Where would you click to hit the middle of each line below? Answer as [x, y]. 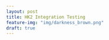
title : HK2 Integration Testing [46, 17]
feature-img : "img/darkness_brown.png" [55, 22]
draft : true [21, 28]
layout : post [22, 11]
